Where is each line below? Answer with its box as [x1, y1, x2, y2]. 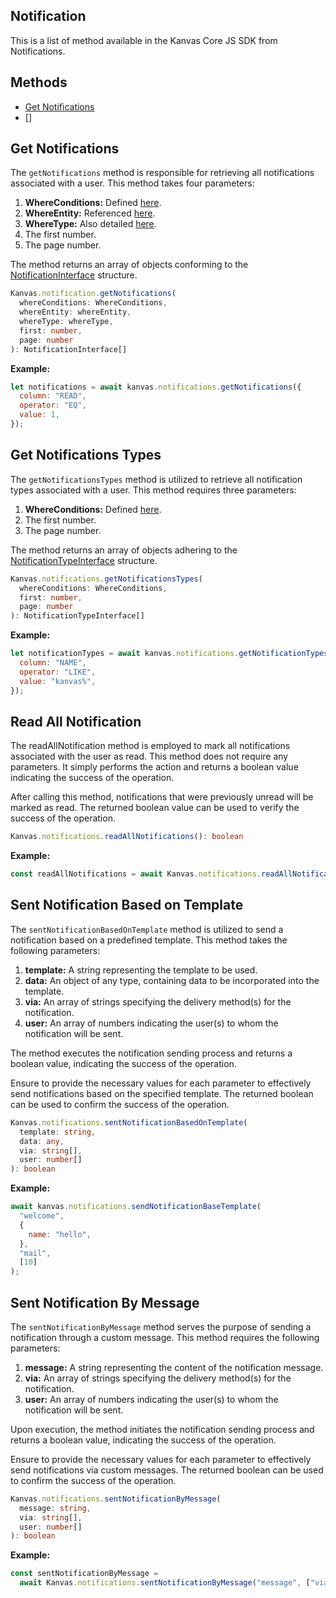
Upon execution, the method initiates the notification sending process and [10, 1423, 315, 1435]
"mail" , [19, 1248, 52, 1258]
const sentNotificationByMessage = [10, 1569, 159, 1579]
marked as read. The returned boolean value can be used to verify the [10, 802, 300, 814]
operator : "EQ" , [19, 400, 87, 411]
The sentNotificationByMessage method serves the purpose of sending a [10, 1320, 312, 1333]
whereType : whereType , [19, 317, 114, 327]
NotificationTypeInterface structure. [10, 554, 158, 566]
